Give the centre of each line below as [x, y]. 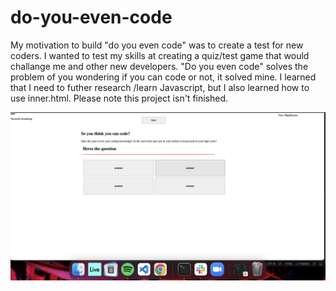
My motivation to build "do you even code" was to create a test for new [157, 45]
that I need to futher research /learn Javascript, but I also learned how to [160, 87]
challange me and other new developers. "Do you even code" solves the [159, 66]
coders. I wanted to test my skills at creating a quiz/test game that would [160, 55]
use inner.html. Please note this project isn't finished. [119, 98]
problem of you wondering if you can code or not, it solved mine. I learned [163, 77]
